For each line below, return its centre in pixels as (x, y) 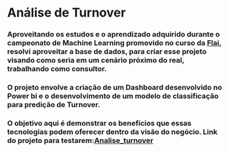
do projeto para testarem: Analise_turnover (80, 140)
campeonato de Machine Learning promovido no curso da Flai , (114, 43)
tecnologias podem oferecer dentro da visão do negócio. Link (112, 131)
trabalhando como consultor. (57, 69)
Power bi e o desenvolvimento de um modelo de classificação (113, 96)
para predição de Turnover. (54, 105)
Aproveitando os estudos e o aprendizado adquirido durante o (113, 35)
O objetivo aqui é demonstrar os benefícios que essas (99, 123)
